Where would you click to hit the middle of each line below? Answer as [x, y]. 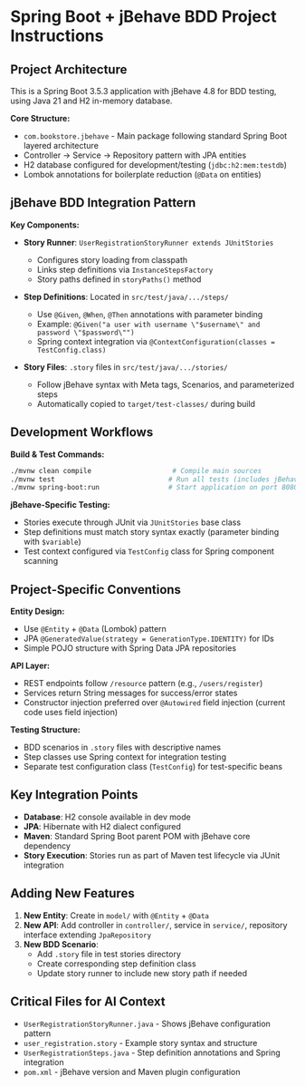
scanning [40, 561]
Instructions [57, 36]
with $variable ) [52, 542]
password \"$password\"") [86, 333]
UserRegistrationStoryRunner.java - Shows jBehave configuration [147, 1023]
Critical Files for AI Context [88, 1002]
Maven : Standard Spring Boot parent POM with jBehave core [137, 836]
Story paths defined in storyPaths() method [119, 279]
